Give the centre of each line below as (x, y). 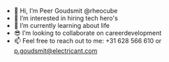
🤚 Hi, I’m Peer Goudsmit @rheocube (66, 11)
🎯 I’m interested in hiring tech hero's (66, 18)
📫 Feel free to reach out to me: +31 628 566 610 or (88, 41)
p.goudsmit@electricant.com (56, 51)
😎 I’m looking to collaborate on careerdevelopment (88, 33)
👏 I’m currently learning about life (62, 25)
